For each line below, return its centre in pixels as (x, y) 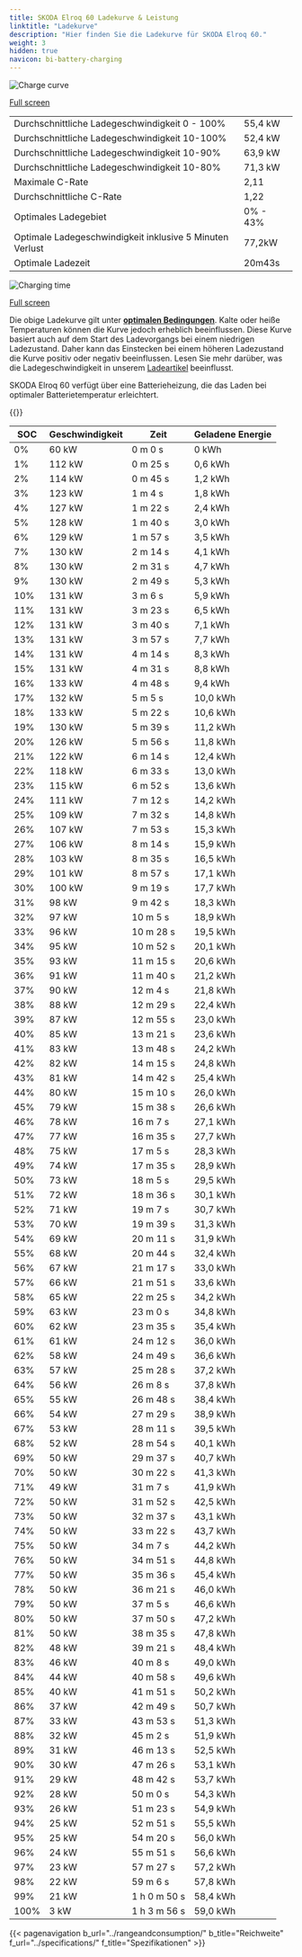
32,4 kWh (215, 1253)
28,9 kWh (215, 1166)
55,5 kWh (215, 1823)
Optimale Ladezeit (52, 263)
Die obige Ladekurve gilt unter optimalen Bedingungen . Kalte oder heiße (145, 320)
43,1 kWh (215, 1516)
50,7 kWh (215, 1707)
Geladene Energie (233, 434)
